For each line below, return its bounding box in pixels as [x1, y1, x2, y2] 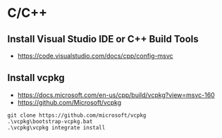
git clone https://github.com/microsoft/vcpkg [7, 111, 147, 119]
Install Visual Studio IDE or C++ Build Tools [7, 33, 199, 45]
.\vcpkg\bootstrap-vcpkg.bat [7, 118, 93, 125]
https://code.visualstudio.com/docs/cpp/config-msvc [17, 51, 174, 60]
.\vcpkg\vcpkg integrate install [7, 124, 106, 131]
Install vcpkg [7, 72, 65, 84]
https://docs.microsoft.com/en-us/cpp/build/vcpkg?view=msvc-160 [17, 90, 215, 99]
